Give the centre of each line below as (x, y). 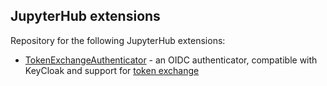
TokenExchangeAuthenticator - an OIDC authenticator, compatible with (171, 60)
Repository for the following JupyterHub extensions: (118, 40)
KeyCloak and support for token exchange (112, 70)
